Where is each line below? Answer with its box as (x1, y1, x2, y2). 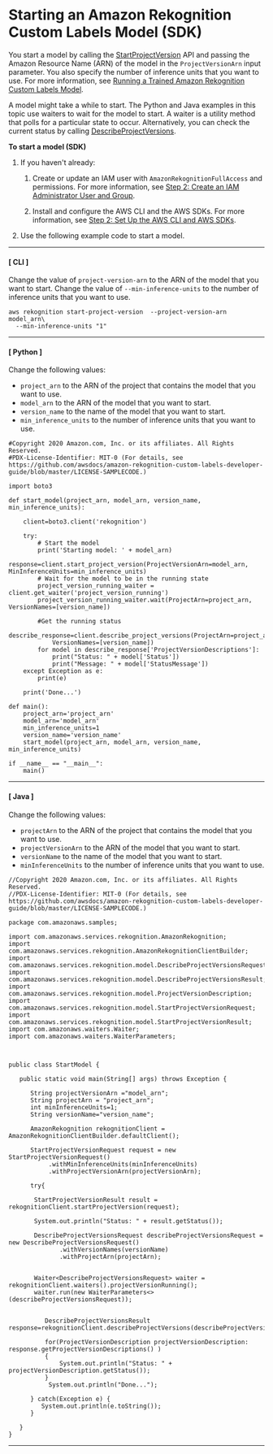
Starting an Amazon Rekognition (8, 6, 232, 24)
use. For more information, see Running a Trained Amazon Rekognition (8, 76, 245, 85)
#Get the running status (37, 618, 122, 626)
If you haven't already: (19, 157, 96, 167)
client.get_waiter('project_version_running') (8, 589, 169, 597)
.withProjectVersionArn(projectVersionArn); (48, 1167, 201, 1175)
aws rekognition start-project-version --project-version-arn (8, 308, 227, 316)
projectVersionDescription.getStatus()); (8, 1366, 151, 1374)
